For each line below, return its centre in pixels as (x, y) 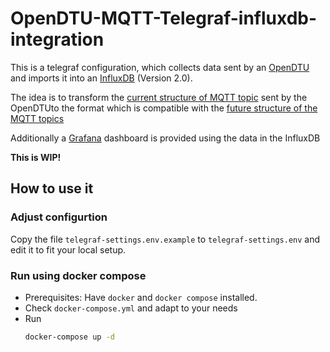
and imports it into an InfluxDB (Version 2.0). (101, 78)
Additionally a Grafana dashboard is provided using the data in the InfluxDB (165, 138)
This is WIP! (36, 157)
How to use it (52, 188)
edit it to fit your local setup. (68, 249)
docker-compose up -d (69, 337)
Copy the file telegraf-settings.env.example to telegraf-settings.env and (165, 239)
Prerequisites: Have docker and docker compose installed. (141, 297)
